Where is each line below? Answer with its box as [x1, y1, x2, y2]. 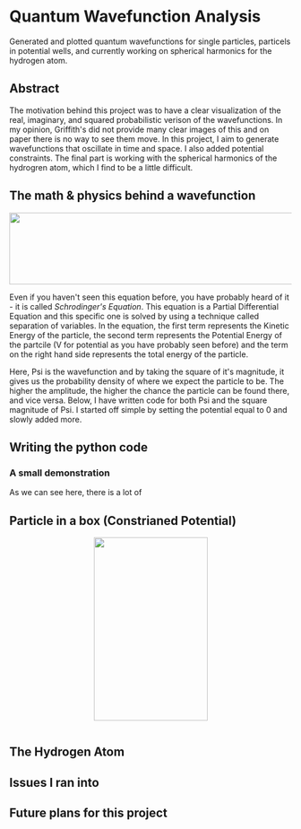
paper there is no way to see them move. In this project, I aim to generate [9, 133, 279, 144]
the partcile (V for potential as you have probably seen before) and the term [9, 339, 288, 350]
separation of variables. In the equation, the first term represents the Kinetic [9, 320, 289, 331]
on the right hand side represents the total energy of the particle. [9, 348, 249, 360]
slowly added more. [9, 414, 82, 424]
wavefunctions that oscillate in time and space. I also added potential [9, 143, 264, 153]
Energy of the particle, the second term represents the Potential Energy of [9, 329, 282, 340]
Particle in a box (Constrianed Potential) [9, 513, 237, 528]
